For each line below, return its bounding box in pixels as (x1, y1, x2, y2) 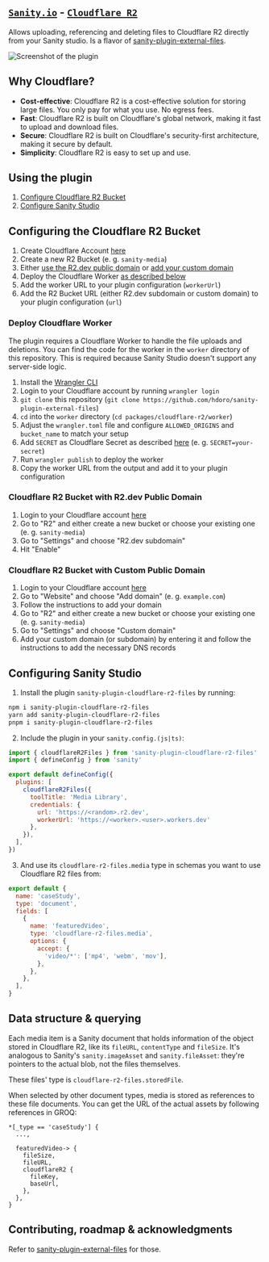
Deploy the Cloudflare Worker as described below (19, 271, 187, 281)
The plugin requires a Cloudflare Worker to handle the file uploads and (8, 336, 242, 346)
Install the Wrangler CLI (19, 377, 98, 387)
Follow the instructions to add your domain (19, 600, 163, 610)
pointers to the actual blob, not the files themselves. (8, 1059, 181, 1068)
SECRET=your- (209, 438, 254, 447)
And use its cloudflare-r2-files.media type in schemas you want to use (19, 860, 262, 870)
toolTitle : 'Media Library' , (29, 793, 128, 801)
